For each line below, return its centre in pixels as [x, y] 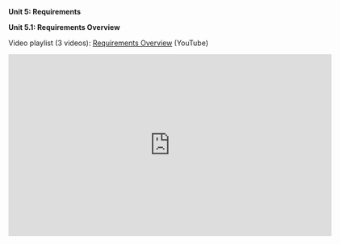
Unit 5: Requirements [44, 12]
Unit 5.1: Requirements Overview [64, 27]
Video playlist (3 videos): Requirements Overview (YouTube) [108, 43]
